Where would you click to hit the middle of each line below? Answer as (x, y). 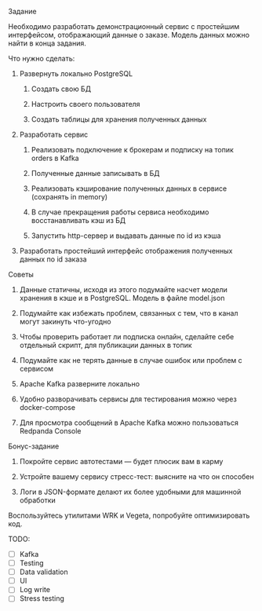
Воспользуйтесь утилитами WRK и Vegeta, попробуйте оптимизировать (129, 515)
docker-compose (47, 407)
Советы (21, 274)
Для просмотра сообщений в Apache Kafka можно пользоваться (129, 423)
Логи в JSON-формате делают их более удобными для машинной (130, 492)
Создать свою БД (61, 89)
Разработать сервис (54, 134)
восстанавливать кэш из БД (78, 220)
